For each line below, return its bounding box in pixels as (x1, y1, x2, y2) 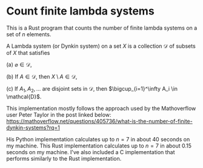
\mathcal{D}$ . (6, 92, 42, 100)
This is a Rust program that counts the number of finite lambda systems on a (6, 24, 198, 31)
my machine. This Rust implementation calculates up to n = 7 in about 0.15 (6, 142, 192, 149)
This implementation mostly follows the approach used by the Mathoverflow (6, 105, 196, 112)
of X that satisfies (6, 49, 50, 56)
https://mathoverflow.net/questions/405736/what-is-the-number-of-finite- (6, 117, 193, 124)
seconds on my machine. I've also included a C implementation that (6, 148, 175, 155)
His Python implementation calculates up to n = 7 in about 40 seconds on (6, 135, 190, 143)
